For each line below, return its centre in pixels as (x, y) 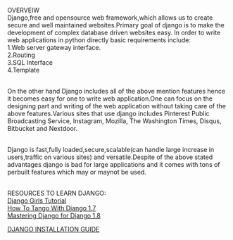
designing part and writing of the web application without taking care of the (117, 106)
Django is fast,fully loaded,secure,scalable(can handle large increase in (111, 150)
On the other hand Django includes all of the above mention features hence (116, 91)
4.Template (24, 70)
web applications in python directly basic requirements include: (99, 40)
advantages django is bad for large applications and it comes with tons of (114, 164)
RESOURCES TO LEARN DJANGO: (57, 193)
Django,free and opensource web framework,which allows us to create (110, 18)
